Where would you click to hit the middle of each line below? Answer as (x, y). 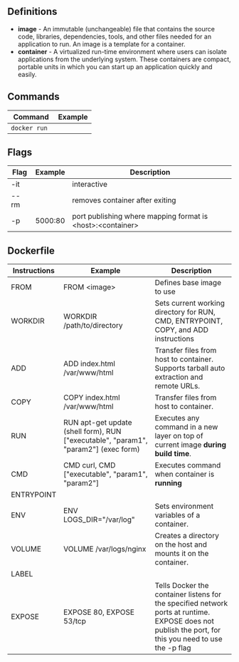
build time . (173, 454)
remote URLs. (177, 386)
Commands (34, 97)
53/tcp (75, 621)
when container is (185, 475)
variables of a (177, 515)
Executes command (188, 465)
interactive (90, 185)
